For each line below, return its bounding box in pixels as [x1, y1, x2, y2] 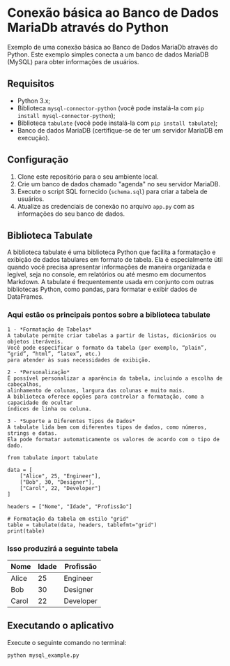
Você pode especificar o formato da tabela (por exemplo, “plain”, [7, 344, 208, 351]
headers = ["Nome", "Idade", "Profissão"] [7, 503, 132, 510]
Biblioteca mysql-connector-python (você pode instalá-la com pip [17, 103, 204, 112]
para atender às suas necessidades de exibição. [7, 356, 151, 364]
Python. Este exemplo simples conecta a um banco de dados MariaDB [7, 50, 209, 59]
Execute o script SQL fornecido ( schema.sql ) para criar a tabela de [17, 187, 208, 195]
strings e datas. [7, 429, 58, 437]
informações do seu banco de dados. [17, 209, 125, 218]
